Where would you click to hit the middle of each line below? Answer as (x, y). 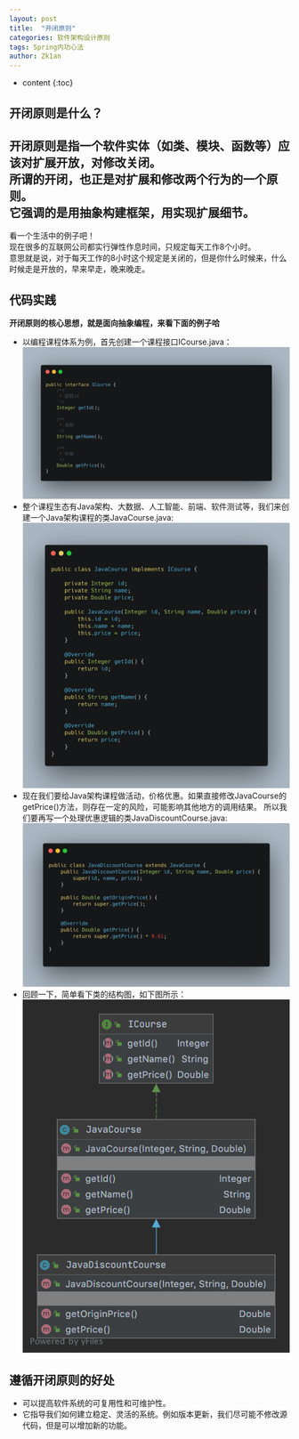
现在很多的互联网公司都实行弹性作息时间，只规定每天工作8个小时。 (133, 247)
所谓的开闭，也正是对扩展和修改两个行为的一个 (138, 179)
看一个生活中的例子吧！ (52, 236)
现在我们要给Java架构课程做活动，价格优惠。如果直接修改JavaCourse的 (154, 796)
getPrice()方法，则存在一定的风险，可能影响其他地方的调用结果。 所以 (151, 806)
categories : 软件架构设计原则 (60, 37)
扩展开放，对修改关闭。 (97, 162)
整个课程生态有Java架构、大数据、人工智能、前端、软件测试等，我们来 (152, 506)
